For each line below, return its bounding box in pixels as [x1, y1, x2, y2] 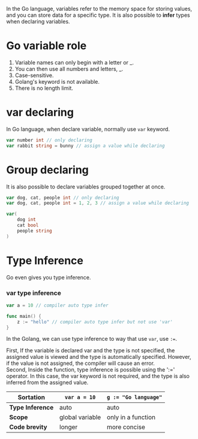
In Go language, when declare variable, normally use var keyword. [6, 125, 170, 132]
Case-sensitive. [14, 72, 54, 79]
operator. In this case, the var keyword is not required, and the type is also [6, 373, 190, 380]
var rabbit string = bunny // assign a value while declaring [6, 143, 165, 149]
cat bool [17, 222, 39, 228]
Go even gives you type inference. [6, 273, 91, 281]
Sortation [17, 393, 46, 402]
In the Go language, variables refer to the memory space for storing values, [6, 5, 193, 12]
